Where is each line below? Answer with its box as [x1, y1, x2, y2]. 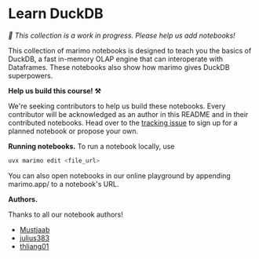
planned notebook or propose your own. [8, 126, 139, 136]
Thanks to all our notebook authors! [8, 210, 124, 219]
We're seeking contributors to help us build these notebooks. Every [8, 101, 226, 111]
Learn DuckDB [8, 5, 104, 23]
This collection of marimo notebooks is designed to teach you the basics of [8, 46, 252, 55]
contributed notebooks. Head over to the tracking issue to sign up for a [8, 118, 238, 127]
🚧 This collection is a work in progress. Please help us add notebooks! [8, 31, 235, 40]
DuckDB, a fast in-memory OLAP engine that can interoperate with [8, 54, 224, 64]
